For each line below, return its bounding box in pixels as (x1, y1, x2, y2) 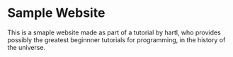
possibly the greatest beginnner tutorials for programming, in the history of (7, 35, 226, 44)
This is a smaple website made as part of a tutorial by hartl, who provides (7, 28, 221, 37)
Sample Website (7, 5, 106, 21)
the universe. (7, 43, 46, 51)
